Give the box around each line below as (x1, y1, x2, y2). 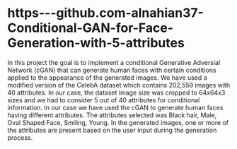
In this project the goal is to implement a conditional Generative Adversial (7, 58, 221, 66)
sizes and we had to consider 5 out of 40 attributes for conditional (7, 95, 200, 104)
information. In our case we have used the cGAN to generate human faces (7, 103, 224, 112)
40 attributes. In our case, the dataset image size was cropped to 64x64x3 (7, 88, 226, 97)
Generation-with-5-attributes (7, 35, 185, 51)
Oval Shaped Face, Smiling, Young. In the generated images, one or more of (7, 118, 229, 126)
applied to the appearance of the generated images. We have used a (7, 73, 207, 82)
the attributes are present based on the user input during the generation (7, 126, 217, 134)
